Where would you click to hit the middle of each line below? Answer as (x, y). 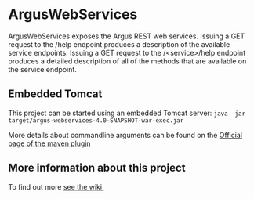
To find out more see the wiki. (56, 186)
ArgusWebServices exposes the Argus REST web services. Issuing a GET (127, 36)
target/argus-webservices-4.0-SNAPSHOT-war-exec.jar (96, 120)
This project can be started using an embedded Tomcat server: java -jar (127, 113)
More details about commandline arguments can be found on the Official (125, 135)
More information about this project (97, 168)
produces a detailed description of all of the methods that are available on (127, 61)
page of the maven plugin (50, 143)
